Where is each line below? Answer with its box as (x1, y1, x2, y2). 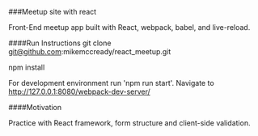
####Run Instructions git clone (8, 38, 112, 48)
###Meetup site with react (8, 7, 97, 16)
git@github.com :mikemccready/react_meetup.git (8, 47, 171, 56)
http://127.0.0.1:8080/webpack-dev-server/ (8, 87, 151, 96)
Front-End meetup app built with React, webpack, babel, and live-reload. (8, 23, 251, 32)
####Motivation (8, 103, 62, 112)
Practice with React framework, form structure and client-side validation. (8, 118, 251, 128)
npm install (8, 62, 45, 72)
